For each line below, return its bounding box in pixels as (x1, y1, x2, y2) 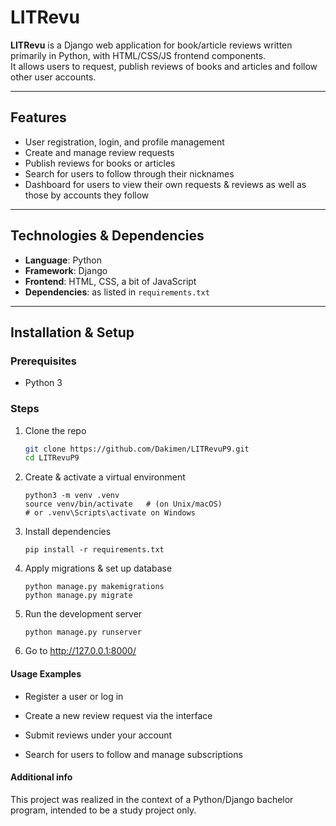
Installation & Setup (10, 324, 135, 341)
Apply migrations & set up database (24, 562, 173, 575)
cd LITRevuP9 (24, 453, 80, 463)
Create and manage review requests (24, 146, 175, 158)
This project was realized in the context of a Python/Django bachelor (10, 793, 294, 805)
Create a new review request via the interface (24, 709, 213, 721)
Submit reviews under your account (24, 729, 173, 741)
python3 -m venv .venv (24, 491, 120, 501)
